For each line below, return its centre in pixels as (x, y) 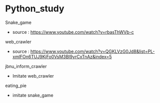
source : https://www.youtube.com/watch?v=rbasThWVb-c (73, 32)
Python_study (35, 9)
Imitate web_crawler (33, 76)
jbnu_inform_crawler (26, 66)
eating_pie (16, 86)
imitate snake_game (33, 95)
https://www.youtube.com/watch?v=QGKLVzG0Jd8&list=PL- (92, 51)
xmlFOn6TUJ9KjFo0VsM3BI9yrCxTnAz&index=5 (62, 56)
